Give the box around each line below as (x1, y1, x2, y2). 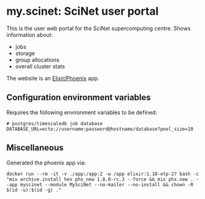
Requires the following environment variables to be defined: (6, 109, 158, 116)
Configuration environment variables (6, 92, 152, 103)
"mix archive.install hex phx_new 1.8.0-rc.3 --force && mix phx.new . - (6, 176, 199, 182)
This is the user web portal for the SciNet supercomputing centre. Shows (6, 25, 191, 32)
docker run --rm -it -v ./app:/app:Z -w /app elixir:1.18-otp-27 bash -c (6, 171, 199, 177)
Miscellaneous (6, 142, 64, 153)
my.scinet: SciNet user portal (6, 4, 159, 18)
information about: (6, 31, 53, 38)
